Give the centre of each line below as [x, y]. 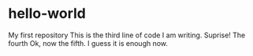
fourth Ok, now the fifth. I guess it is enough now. [88, 43]
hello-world [47, 14]
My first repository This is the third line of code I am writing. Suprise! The [127, 35]
